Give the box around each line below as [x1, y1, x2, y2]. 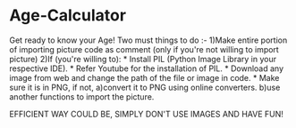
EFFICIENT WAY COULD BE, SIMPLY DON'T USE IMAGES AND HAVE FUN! [9, 108, 284, 119]
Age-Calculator [9, 5, 127, 26]
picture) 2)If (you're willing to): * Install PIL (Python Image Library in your [9, 53, 277, 64]
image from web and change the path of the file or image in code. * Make [9, 72, 280, 83]
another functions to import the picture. [9, 91, 155, 102]
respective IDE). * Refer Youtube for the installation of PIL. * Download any [9, 63, 284, 74]
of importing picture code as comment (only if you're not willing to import [9, 44, 279, 54]
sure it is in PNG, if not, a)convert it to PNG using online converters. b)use [9, 82, 281, 92]
